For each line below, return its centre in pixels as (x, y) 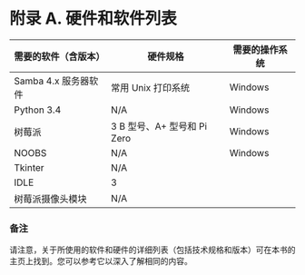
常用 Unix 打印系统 (150, 87)
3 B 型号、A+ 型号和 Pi (158, 126)
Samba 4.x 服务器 (52, 81)
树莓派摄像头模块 (51, 199)
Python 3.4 (38, 110)
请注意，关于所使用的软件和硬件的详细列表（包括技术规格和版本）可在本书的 (152, 250)
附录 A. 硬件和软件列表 (93, 19)
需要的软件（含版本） (60, 56)
